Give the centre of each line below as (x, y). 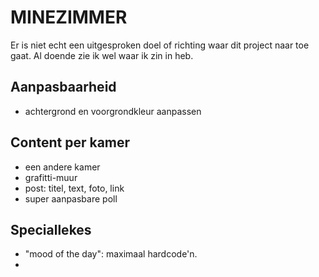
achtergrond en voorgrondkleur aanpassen (113, 111)
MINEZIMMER (69, 17)
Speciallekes (51, 229)
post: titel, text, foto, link (74, 188)
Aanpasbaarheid (63, 87)
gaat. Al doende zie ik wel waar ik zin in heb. (102, 55)
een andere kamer (62, 167)
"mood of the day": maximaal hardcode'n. (111, 254)
